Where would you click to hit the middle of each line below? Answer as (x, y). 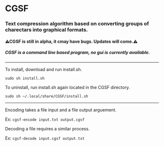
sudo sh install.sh (25, 78)
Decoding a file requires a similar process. (47, 128)
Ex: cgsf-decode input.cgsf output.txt (45, 138)
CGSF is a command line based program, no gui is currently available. (78, 53)
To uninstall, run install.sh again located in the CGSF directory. (68, 87)
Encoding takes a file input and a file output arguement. (61, 109)
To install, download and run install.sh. (43, 69)
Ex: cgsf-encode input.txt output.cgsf (45, 119)
